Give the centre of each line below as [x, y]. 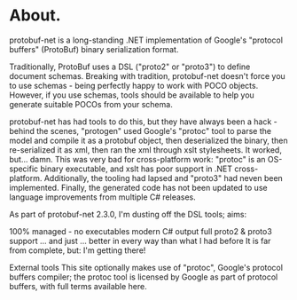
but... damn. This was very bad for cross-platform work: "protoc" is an [137, 159]
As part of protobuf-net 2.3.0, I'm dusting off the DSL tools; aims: [128, 214]
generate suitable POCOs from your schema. [91, 104]
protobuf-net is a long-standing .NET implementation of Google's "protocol [146, 40]
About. [35, 16]
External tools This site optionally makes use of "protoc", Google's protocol [146, 267]
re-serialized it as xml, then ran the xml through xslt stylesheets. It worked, [145, 150]
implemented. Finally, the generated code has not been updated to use [138, 187]
